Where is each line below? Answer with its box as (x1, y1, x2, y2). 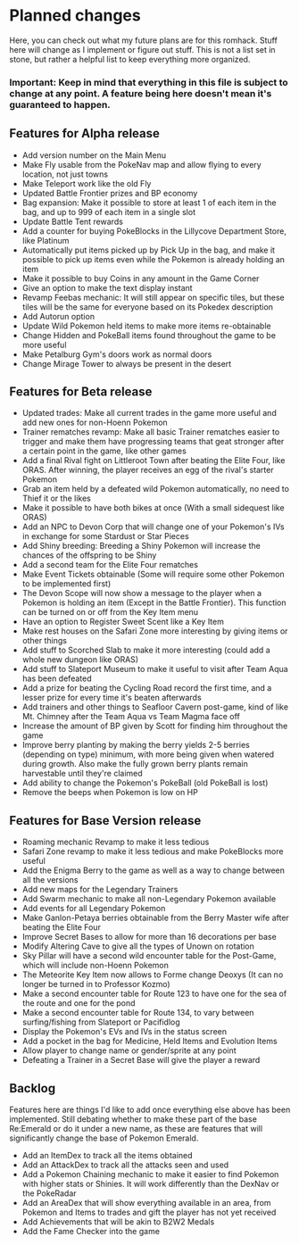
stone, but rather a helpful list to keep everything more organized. (9, 54, 251, 64)
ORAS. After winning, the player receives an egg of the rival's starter (21, 465, 274, 476)
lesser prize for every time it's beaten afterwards (21, 693, 203, 703)
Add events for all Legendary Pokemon (21, 903, 166, 914)
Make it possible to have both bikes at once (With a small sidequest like (21, 502, 285, 513)
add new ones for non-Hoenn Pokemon (21, 417, 168, 428)
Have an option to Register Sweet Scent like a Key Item (21, 617, 225, 627)
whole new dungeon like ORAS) (21, 654, 139, 665)
